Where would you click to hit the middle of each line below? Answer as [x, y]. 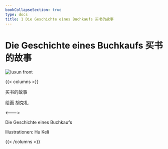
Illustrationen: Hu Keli [27, 132]
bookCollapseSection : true [33, 10]
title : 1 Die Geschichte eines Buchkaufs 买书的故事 [59, 19]
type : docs [17, 14]
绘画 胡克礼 [17, 102]
